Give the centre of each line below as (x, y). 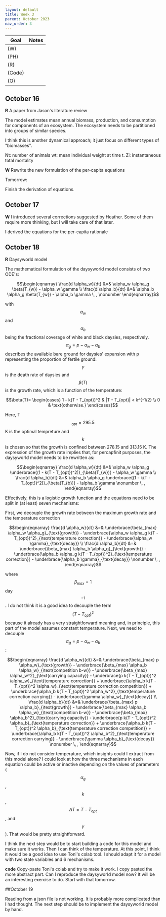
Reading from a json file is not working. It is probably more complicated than (83, 899)
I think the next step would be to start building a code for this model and (78, 844)
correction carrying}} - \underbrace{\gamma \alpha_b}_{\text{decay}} (83, 739)
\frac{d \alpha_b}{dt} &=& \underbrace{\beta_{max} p (83, 702)
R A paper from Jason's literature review (46, 111)
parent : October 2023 (27, 19)
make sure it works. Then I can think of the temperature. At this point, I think (82, 849)
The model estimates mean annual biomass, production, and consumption (81, 120)
